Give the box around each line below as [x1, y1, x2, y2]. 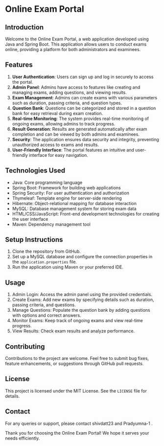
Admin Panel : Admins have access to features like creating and [12, 84, 141, 90]
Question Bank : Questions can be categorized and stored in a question [12, 105, 156, 111]
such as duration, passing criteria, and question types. [12, 100, 122, 106]
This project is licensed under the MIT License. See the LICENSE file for [5, 387, 147, 394]
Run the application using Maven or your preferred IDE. [12, 264, 124, 270]
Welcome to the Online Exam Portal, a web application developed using [5, 36, 149, 42]
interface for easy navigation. [29, 152, 88, 158]
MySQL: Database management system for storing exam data [12, 206, 137, 211]
